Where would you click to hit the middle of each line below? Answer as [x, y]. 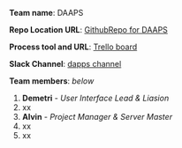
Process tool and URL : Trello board [73, 47]
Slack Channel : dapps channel [65, 64]
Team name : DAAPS [46, 13]
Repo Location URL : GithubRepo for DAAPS [88, 30]
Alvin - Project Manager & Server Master [97, 117]
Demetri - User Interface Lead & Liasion [95, 98]
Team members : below [52, 81]
